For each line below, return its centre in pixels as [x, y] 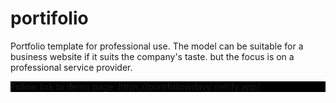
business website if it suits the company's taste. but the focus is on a [152, 56]
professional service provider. [71, 67]
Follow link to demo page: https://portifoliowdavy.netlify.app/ [135, 86]
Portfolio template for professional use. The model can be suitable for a [157, 46]
